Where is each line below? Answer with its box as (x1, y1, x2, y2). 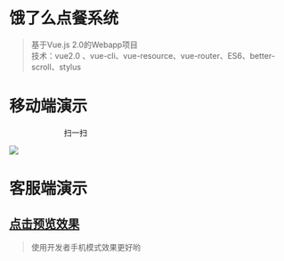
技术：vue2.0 (30, 50, 81, 61)
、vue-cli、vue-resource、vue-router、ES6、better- (82, 50, 276, 61)
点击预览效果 (9, 216, 80, 232)
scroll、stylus (30, 61, 82, 72)
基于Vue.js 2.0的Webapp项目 (30, 39, 138, 50)
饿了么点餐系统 (9, 8, 119, 29)
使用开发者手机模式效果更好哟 (30, 241, 141, 252)
